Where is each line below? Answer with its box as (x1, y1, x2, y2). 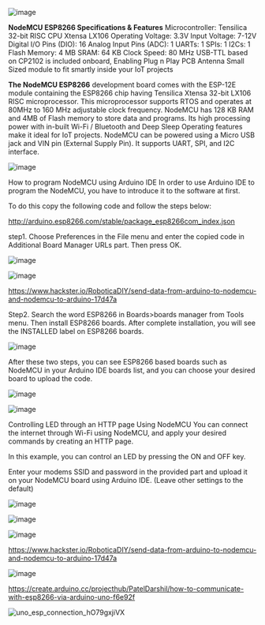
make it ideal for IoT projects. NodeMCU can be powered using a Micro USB (8, 130, 255, 140)
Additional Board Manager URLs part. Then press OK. (8, 241, 182, 249)
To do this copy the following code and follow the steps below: (8, 201, 211, 211)
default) (8, 484, 34, 493)
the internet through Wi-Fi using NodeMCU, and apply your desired (8, 429, 227, 437)
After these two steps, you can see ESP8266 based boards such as (8, 357, 227, 366)
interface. (8, 147, 39, 156)
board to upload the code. (8, 374, 93, 383)
